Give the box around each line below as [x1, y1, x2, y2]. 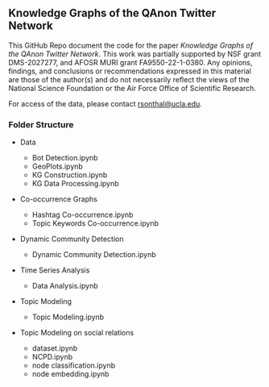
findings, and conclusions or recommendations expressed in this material [8, 66, 251, 76]
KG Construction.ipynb [31, 170, 108, 180]
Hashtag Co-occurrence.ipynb [31, 210, 134, 220]
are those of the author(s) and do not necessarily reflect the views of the [8, 74, 250, 84]
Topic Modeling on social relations [19, 328, 134, 338]
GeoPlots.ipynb [31, 161, 83, 172]
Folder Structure [8, 119, 74, 130]
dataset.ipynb [31, 343, 78, 353]
